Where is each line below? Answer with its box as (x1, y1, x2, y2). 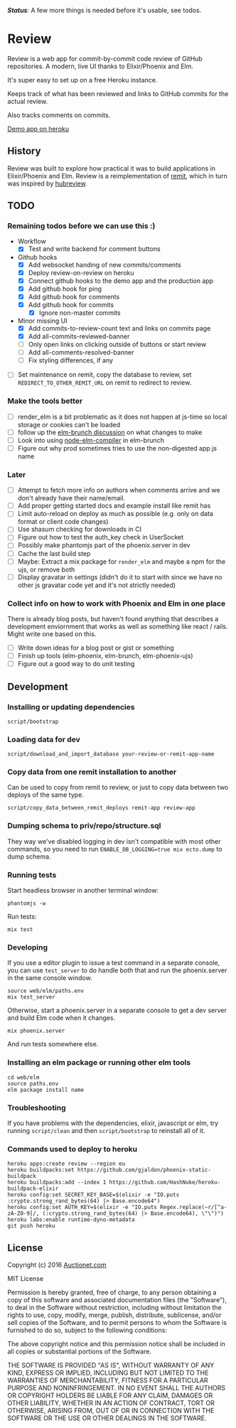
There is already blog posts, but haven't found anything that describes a (7, 615, 219, 623)
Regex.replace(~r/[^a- (159, 1204, 227, 1211)
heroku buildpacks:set (7, 1166, 75, 1174)
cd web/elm (7, 1073, 40, 1081)
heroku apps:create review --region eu (7, 1160, 126, 1168)
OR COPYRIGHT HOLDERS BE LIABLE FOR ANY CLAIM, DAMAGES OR (7, 1391, 213, 1400)
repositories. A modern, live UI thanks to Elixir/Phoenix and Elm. (7, 62, 194, 70)
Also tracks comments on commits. (7, 110, 111, 119)
